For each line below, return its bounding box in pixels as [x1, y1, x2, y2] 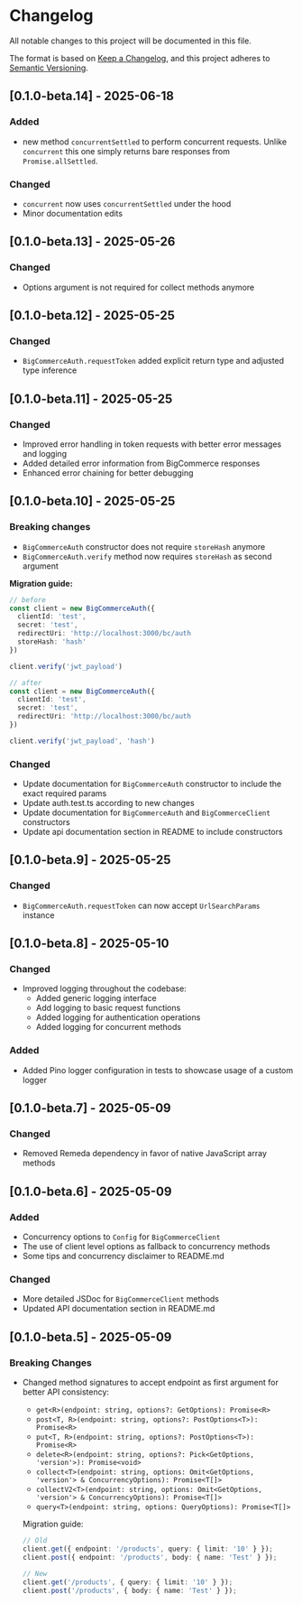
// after [9, 678, 42, 687]
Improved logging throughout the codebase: [22, 983, 187, 994]
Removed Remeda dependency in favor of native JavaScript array [22, 1148, 268, 1159]
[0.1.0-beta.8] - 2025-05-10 [9, 936, 169, 951]
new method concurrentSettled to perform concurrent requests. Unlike [22, 136, 287, 147]
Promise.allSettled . [22, 155, 98, 166]
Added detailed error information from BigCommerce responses [22, 458, 261, 468]
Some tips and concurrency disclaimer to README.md [22, 1251, 225, 1262]
